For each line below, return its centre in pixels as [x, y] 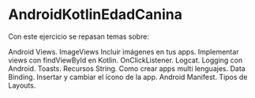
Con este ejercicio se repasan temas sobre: [79, 36]
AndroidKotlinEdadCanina [96, 15]
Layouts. [22, 85]
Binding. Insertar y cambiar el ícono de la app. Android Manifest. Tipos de [128, 77]
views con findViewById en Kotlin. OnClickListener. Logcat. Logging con [126, 60]
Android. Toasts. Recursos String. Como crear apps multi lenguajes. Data [127, 68]
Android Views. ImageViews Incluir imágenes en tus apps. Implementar [124, 51]
